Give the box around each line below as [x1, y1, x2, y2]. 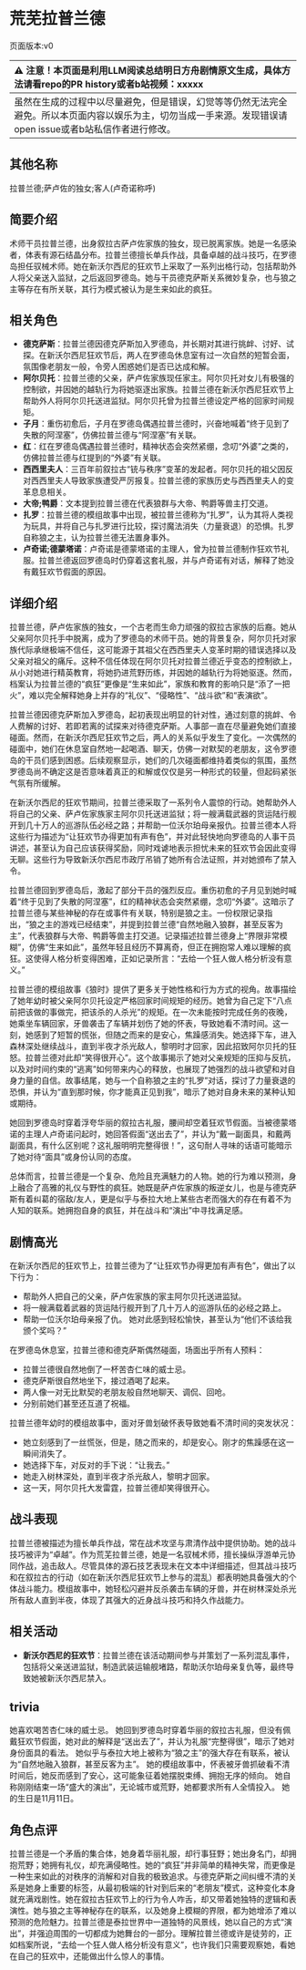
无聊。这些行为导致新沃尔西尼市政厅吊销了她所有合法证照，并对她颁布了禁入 [9, 854, 297, 865]
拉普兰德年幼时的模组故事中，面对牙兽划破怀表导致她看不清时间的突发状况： [9, 1418, 297, 1428]
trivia [9, 1699, 40, 1715]
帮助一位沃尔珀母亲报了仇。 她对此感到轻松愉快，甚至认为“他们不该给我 [22, 1314, 292, 1325]
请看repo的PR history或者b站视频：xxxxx [23, 77, 204, 90]
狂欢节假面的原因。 [38, 566, 111, 577]
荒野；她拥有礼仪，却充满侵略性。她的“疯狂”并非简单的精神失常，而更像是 [16, 1860, 296, 1871]
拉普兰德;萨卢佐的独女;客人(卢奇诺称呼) [9, 182, 157, 193]
